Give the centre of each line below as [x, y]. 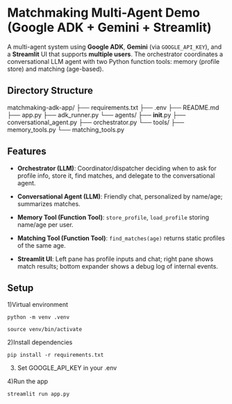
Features [27, 152]
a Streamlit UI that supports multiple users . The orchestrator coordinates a [115, 54]
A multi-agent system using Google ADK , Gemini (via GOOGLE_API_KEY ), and [115, 47]
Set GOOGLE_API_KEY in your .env [67, 368]
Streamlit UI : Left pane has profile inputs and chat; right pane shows [115, 259]
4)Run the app [28, 381]
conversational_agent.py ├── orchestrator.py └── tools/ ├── [96, 122]
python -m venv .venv [39, 317]
